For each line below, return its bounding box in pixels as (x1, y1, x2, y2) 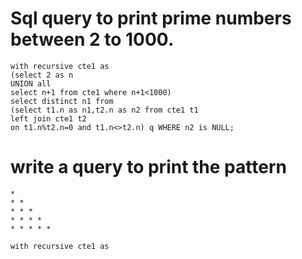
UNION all (10, 78, 52, 89)
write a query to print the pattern (10, 156, 287, 179)
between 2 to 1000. (10, 28, 175, 51)
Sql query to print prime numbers (10, 7, 292, 30)
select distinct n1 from (10, 96, 114, 106)
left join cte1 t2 (10, 113, 87, 124)
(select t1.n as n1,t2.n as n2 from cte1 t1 (10, 105, 199, 115)
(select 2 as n (10, 70, 74, 80)
